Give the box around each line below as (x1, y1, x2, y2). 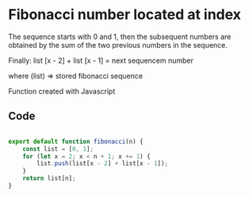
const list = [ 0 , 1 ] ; (22, 145, 94, 153)
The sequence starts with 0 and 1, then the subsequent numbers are (8, 32, 232, 41)
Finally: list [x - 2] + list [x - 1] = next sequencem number (8, 56, 194, 65)
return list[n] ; (22, 175, 77, 183)
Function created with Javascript (8, 86, 116, 96)
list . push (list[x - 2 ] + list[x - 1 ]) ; (36, 160, 169, 168)
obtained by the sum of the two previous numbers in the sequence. (8, 40, 228, 49)
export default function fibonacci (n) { (8, 137, 144, 145)
